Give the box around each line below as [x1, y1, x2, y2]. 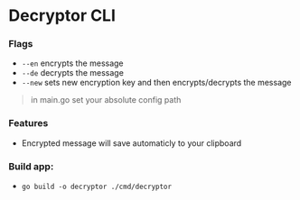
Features [8, 117, 49, 130]
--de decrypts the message [21, 68, 124, 78]
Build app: [8, 159, 54, 172]
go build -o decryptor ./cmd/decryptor [21, 182, 173, 192]
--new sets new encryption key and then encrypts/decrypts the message [21, 77, 292, 88]
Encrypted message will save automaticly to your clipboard [21, 137, 242, 149]
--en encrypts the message [21, 58, 124, 68]
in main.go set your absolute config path [30, 95, 182, 105]
